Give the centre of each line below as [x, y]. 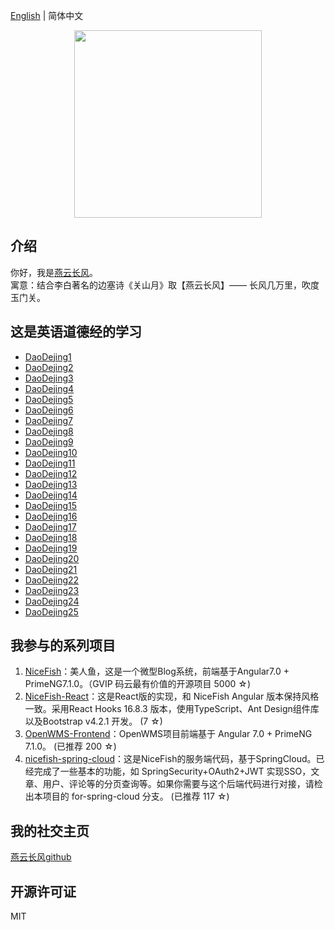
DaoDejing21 [51, 569]
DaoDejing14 [51, 495]
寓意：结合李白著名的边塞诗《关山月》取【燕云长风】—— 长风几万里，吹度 [165, 285]
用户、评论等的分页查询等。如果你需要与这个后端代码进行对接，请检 [182, 784]
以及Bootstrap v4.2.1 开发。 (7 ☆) [93, 721]
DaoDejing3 [49, 378]
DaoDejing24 [52, 601]
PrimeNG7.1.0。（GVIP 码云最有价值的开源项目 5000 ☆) [137, 684]
